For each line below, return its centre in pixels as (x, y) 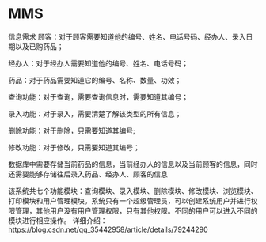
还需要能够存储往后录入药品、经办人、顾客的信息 (88, 174)
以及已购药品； (39, 46)
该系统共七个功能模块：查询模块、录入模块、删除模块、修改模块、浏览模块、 (133, 191)
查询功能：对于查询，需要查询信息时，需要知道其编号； (98, 96)
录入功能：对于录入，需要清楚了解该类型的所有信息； (95, 113)
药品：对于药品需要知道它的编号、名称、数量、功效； (95, 80)
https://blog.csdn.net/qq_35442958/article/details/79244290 (108, 229)
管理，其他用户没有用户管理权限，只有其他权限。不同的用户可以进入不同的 (136, 210)
